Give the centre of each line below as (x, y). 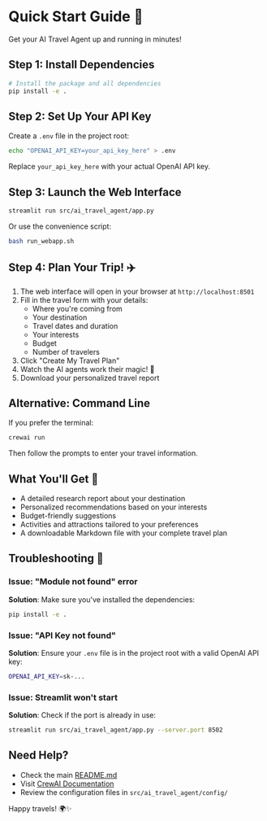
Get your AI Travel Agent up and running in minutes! (95, 39)
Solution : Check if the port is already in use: (82, 715)
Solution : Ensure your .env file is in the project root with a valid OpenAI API (134, 653)
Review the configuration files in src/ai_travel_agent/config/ (124, 792)
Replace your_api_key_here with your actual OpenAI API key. (110, 167)
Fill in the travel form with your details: (84, 299)
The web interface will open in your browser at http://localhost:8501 (137, 291)
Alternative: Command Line (80, 403)
